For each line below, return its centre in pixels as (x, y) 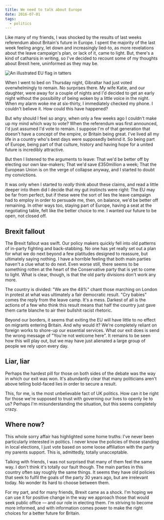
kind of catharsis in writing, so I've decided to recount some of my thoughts (82, 58)
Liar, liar (18, 362)
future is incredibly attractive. (35, 150)
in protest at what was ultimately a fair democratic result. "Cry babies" (76, 295)
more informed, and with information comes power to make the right (74, 508)
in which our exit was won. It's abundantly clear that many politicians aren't (81, 378)
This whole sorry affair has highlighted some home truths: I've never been (80, 436)
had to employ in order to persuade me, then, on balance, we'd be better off (82, 200)
